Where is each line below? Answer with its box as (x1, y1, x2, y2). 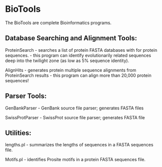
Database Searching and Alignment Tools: (5, 34, 137, 42)
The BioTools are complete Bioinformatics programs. (5, 20, 112, 26)
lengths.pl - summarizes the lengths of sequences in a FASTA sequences (5, 142, 154, 148)
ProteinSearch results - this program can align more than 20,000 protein (5, 72, 152, 78)
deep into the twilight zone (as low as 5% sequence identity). (5, 58, 130, 64)
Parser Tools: (5, 92, 47, 100)
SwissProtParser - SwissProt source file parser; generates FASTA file (5, 114, 145, 120)
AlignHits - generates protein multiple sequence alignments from (5, 67, 136, 73)
